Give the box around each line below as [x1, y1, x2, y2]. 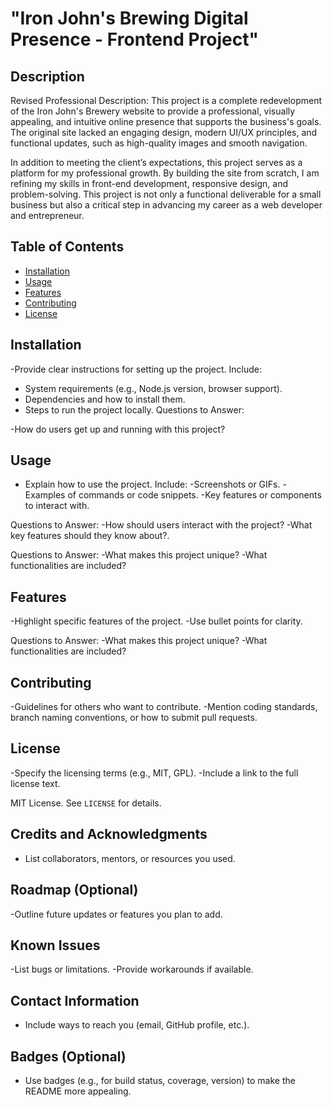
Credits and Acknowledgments [10, 826, 208, 843]
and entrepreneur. [10, 210, 85, 221]
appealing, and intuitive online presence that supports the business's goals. [10, 116, 322, 127]
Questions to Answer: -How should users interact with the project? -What [10, 519, 313, 531]
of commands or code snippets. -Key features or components [67, 489, 322, 501]
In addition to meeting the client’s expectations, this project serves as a [10, 157, 303, 168]
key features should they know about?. [10, 530, 170, 542]
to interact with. [24, 500, 90, 512]
